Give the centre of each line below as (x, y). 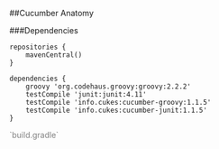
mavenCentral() (54, 55)
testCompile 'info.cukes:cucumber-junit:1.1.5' (116, 110)
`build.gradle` (34, 135)
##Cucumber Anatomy (52, 13)
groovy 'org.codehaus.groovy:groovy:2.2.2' (109, 87)
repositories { (38, 47)
